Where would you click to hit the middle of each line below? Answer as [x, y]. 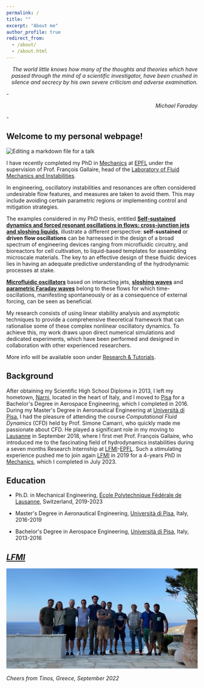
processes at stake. [31, 270]
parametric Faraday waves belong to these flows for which [81, 288]
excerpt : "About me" [32, 25]
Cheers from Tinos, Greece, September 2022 [63, 678]
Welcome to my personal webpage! [75, 137]
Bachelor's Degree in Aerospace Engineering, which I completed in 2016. [97, 403]
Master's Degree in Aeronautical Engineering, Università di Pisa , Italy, [102, 513]
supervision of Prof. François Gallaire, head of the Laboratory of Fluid [93, 169]
